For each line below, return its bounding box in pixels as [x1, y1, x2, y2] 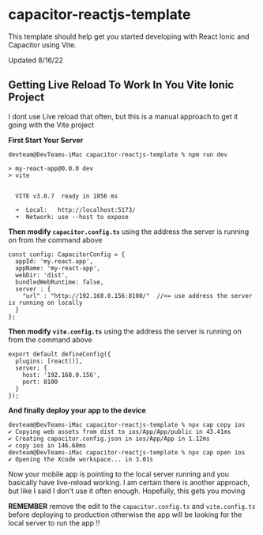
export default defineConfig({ [8, 350, 111, 358]
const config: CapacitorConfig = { [8, 251, 126, 258]
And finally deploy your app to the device [8, 405, 146, 415]
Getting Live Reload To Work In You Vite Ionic [8, 78, 235, 92]
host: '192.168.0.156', [22, 371, 101, 379]
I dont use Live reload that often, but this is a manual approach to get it [8, 111, 239, 121]
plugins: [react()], [15, 357, 83, 365]
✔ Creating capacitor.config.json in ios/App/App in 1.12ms [8, 435, 211, 443]
